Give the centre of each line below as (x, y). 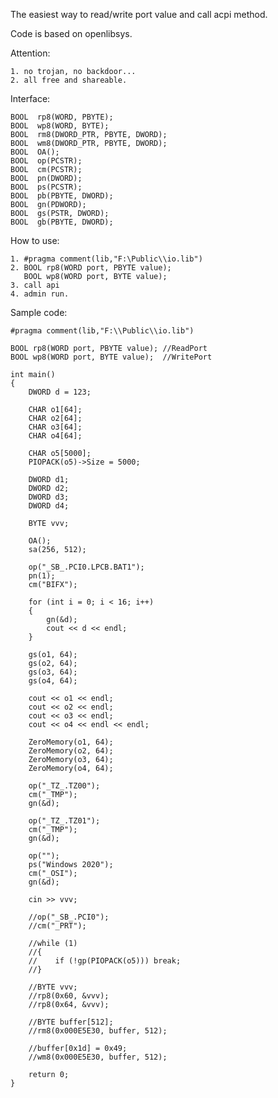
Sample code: (39, 312)
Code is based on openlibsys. (71, 33)
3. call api (35, 285)
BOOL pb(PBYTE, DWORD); (62, 196)
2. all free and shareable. (69, 80)
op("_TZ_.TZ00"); (64, 786)
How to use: (35, 240)
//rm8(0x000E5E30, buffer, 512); (98, 1031)
